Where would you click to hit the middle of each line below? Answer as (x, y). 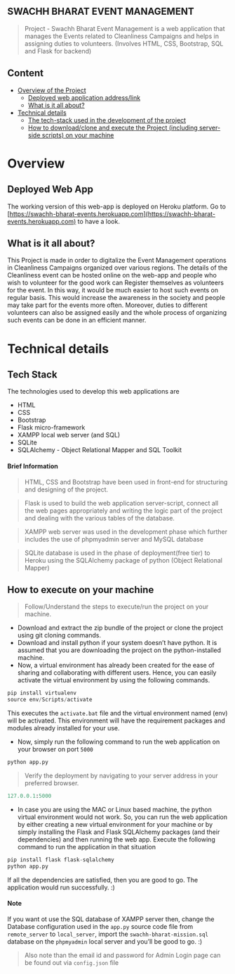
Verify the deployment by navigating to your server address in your (121, 776)
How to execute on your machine (81, 590)
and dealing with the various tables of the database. (100, 518)
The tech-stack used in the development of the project (107, 120)
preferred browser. (52, 783)
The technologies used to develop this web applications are (94, 392)
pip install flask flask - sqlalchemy (61, 860)
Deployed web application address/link (84, 97)
